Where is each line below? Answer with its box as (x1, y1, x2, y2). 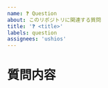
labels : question (7, 29, 57, 36)
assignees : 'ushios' (7, 36, 67, 43)
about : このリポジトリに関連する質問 (7, 16, 102, 23)
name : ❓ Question (7, 10, 57, 17)
